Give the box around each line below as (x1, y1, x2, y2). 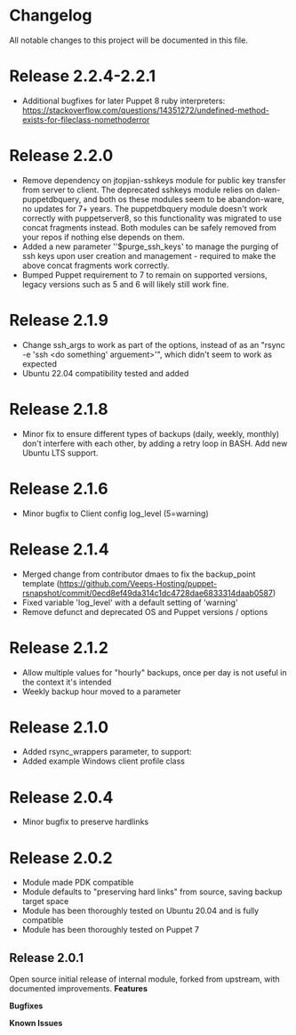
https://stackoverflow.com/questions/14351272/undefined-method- (21, 104, 269, 116)
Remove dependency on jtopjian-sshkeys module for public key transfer (21, 174, 286, 185)
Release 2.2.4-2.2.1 (9, 66, 156, 86)
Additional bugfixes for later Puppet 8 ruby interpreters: (21, 95, 226, 106)
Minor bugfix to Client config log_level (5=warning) (21, 508, 209, 519)
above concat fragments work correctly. (21, 260, 170, 271)
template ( (21, 578, 60, 588)
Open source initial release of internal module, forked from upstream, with (9, 974, 280, 984)
